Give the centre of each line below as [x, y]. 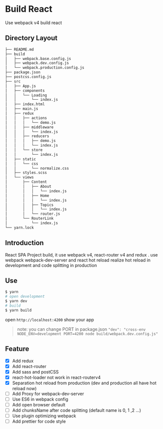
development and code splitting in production [51, 265]
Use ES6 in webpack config [40, 399]
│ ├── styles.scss [26, 173]
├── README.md [20, 49]
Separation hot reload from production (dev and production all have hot [84, 383]
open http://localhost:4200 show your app [50, 319]
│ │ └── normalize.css [37, 168]
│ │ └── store [24, 150]
